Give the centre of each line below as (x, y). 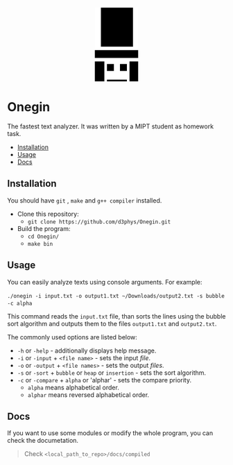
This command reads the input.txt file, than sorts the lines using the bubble (116, 316)
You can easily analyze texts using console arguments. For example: (105, 282)
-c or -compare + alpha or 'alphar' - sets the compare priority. (104, 380)
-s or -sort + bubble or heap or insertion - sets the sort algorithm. (112, 373)
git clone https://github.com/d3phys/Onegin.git (99, 222)
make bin (40, 244)
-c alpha (20, 303)
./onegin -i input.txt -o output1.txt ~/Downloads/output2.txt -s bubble (116, 296)
